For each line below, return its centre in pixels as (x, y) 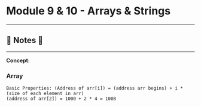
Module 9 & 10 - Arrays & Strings (89, 11)
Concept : (18, 60)
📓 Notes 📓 (25, 40)
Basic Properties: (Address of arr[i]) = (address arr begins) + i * (95, 88)
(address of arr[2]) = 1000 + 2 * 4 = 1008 (61, 99)
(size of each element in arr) (45, 94)
